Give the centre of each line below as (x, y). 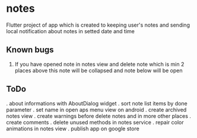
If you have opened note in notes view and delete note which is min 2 (99, 64)
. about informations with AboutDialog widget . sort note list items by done (97, 103)
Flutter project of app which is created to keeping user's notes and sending (98, 25)
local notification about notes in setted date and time (70, 31)
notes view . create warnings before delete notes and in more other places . (99, 116)
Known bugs (30, 50)
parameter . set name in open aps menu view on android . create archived (96, 110)
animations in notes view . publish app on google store (73, 129)
